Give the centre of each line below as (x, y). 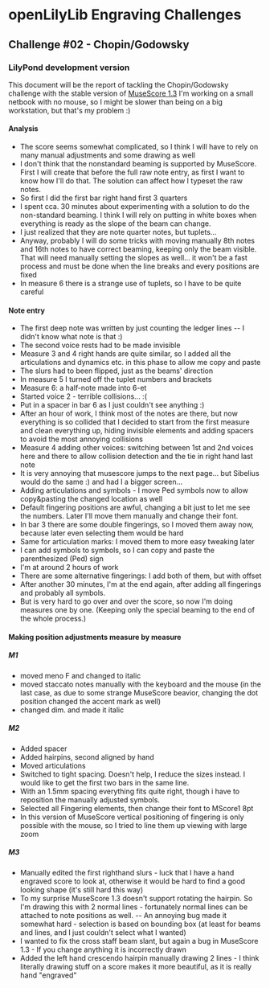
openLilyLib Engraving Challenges (125, 15)
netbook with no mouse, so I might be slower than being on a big (116, 101)
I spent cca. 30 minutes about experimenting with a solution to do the (135, 207)
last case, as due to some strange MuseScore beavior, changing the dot (139, 692)
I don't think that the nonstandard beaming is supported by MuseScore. (138, 164)
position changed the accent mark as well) (90, 701)
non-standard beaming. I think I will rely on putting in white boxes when (138, 215)
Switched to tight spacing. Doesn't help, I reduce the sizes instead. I (133, 774)
